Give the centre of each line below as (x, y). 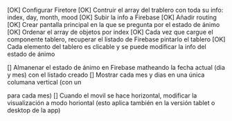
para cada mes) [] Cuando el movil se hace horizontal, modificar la (102, 95)
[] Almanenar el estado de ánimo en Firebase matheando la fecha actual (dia (116, 67)
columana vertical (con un (44, 82)
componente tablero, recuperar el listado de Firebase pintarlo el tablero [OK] (116, 39)
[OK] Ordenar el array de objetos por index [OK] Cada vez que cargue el (110, 32)
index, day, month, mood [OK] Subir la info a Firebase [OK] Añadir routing (112, 17)
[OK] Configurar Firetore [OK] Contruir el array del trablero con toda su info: (115, 10)
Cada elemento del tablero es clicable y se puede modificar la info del (107, 47)
